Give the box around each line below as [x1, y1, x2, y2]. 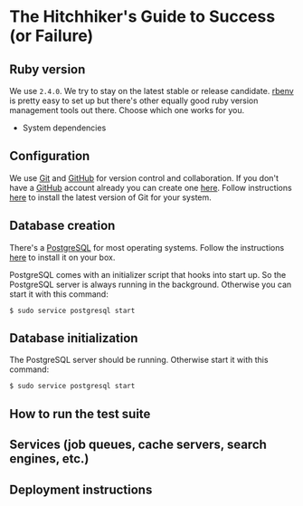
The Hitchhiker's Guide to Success [9, 6, 276, 27]
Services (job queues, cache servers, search [9, 437, 267, 453]
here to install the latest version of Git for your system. [9, 192, 213, 203]
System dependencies [22, 122, 107, 133]
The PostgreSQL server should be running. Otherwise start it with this [9, 355, 269, 366]
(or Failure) [9, 25, 94, 46]
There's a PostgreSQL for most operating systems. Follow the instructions [9, 242, 285, 253]
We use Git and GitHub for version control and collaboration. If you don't [9, 172, 279, 183]
